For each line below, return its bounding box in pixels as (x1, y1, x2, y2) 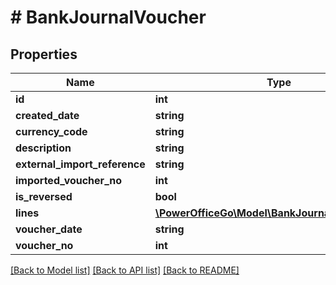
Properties (10, 46, 78, 63)
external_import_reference (15, 157, 146, 171)
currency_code (15, 125, 88, 138)
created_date (15, 109, 80, 122)
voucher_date (15, 222, 83, 236)
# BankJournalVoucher (10, 6, 207, 29)
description (15, 141, 72, 155)
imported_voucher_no (15, 174, 123, 187)
